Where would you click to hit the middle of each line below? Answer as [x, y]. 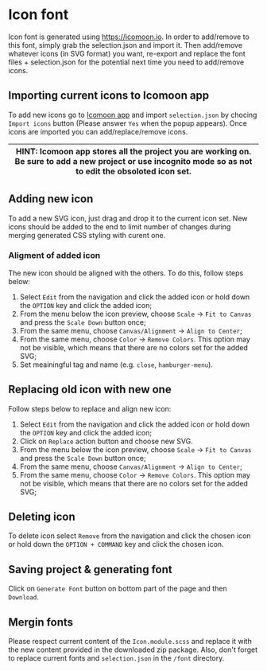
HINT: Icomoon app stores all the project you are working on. [133, 151]
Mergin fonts [41, 622]
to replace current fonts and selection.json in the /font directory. [116, 658]
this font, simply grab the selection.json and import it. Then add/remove [126, 45]
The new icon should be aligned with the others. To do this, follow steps [126, 273]
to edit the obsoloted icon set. [133, 171]
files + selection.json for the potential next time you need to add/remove [126, 62]
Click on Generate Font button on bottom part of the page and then [118, 589]
